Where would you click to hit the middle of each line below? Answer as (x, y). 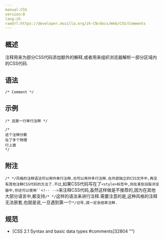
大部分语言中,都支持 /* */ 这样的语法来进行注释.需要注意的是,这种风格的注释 (81, 196)
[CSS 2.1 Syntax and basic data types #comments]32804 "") (73, 231)
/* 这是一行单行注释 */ (27, 121)
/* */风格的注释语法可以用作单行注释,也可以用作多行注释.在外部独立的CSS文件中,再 (79, 178)
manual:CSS (16, 10)
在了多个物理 (16, 140)
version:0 (15, 14)
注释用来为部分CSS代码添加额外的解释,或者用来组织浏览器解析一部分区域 (79, 58)
